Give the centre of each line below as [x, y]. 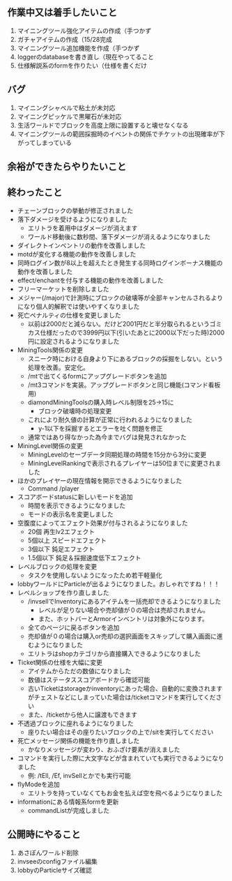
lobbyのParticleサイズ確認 [54, 870]
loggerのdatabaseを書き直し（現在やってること [86, 56]
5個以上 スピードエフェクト [67, 540]
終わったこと [35, 193]
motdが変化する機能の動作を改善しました [77, 254]
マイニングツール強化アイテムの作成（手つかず [84, 31]
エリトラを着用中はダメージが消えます [83, 228]
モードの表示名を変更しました [70, 514]
